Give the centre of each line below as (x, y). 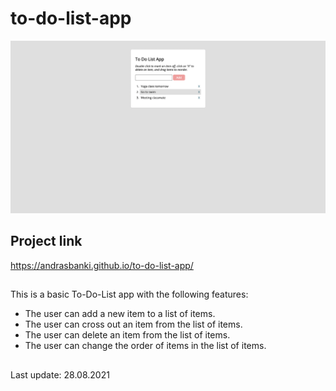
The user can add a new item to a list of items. (120, 314)
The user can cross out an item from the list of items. (133, 324)
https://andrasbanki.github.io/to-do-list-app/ (102, 265)
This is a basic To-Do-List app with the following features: (129, 294)
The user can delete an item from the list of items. (127, 335)
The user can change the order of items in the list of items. (145, 346)
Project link (46, 241)
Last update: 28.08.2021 (60, 374)
